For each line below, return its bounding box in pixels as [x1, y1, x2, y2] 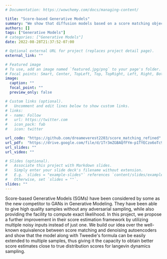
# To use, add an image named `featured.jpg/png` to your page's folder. [5, 67, 162, 72]
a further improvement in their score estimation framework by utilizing [5, 216, 149, 222]
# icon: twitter [5, 127, 43, 132]
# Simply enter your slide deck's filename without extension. [5, 168, 143, 173]
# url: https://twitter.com [5, 118, 68, 123]
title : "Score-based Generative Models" [5, 16, 90, 21]
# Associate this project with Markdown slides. [5, 163, 112, 168]
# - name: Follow [5, 113, 41, 118]
